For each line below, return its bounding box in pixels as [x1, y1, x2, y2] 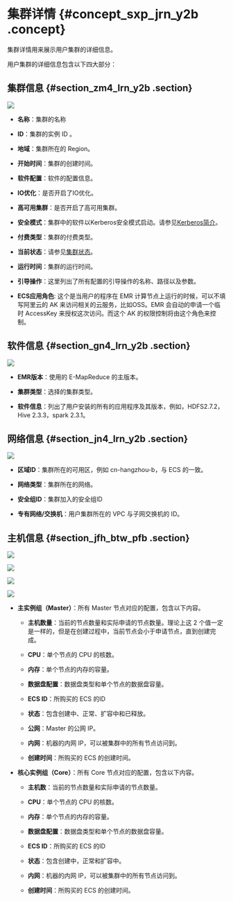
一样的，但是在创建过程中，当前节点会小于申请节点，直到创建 [33, 627, 210, 636]
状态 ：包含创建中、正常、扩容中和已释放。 [27, 710, 150, 718]
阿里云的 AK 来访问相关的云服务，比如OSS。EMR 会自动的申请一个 [23, 300, 215, 308]
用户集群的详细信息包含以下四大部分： [7, 60, 116, 68]
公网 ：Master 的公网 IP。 [27, 724, 99, 733]
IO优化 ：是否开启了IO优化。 [17, 189, 97, 197]
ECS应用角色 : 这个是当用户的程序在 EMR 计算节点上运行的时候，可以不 [17, 292, 220, 300]
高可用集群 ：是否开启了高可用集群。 [17, 203, 121, 211]
